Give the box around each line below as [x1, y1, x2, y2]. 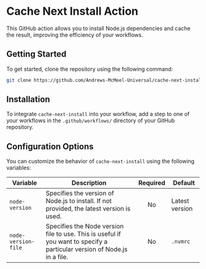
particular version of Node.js [45, 245, 128, 254]
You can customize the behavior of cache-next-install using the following [6, 158, 195, 165]
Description [71, 179, 107, 187]
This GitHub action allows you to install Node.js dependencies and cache [6, 25, 191, 32]
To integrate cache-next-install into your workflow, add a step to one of [6, 111, 190, 118]
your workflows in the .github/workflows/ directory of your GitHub [6, 117, 175, 124]
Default [172, 179, 195, 187]
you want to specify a [45, 238, 108, 246]
